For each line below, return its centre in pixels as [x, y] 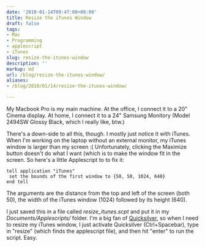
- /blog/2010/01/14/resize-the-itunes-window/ [67, 86]
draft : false [23, 23]
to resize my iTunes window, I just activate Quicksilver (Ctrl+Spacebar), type [102, 225]
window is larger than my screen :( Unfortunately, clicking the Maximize [97, 147]
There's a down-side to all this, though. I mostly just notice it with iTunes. [99, 134]
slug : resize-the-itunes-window [47, 58]
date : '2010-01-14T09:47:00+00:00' [52, 12]
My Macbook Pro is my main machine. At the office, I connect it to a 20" [97, 109]
